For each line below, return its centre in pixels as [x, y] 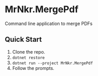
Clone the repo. [29, 52]
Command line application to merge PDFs [49, 23]
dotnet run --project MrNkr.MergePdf [53, 63]
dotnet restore [28, 58]
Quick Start [23, 40]
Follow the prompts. [33, 68]
